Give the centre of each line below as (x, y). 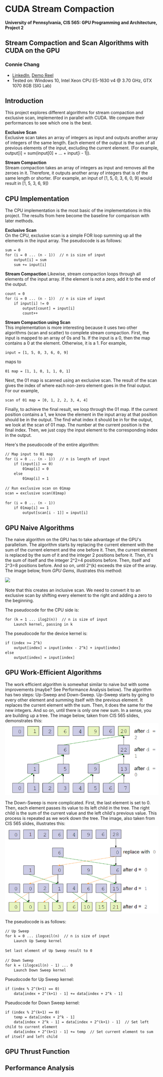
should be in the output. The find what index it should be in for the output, (79, 420)
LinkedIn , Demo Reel (33, 75)
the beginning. (19, 601)
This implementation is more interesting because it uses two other (71, 327)
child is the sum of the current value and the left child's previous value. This (81, 813)
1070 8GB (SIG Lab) (32, 85)
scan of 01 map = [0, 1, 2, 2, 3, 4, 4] (47, 400)
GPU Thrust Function (37, 1052)
